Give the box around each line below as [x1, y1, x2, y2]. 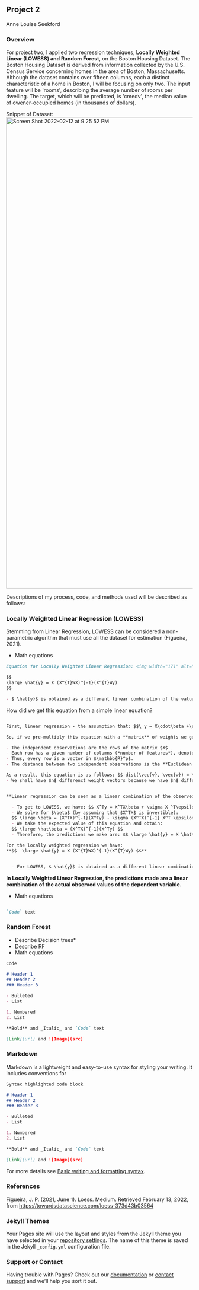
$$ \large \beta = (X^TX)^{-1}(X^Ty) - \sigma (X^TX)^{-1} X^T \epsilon [11, 815, 195, 821]
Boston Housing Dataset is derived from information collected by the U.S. [6, 62, 185, 69]
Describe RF [14, 943, 46, 950]
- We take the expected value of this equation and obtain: [11, 820, 163, 826]
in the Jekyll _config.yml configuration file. [6, 1243, 111, 1250]
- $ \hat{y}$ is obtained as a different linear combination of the [6, 696, 179, 702]
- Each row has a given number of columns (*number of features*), [6, 750, 176, 756]
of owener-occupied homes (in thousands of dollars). [6, 99, 136, 106]
